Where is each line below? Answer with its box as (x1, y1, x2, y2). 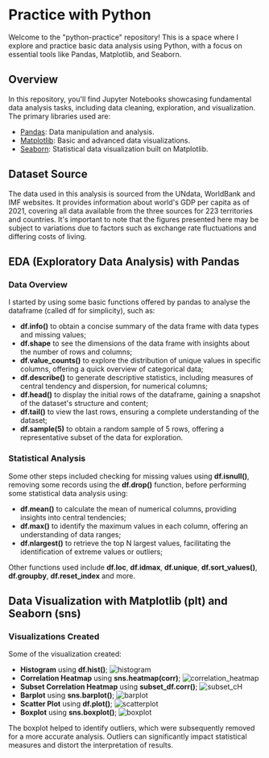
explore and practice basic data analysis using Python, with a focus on (8, 40, 243, 50)
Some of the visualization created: (8, 649, 122, 659)
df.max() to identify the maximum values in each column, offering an (19, 521, 248, 531)
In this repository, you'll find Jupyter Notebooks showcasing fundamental (8, 94, 252, 104)
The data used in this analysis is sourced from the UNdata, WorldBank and (8, 188, 255, 198)
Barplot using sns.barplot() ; (19, 690, 115, 700)
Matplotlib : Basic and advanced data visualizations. (19, 135, 191, 145)
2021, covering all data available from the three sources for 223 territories (8, 205, 254, 215)
